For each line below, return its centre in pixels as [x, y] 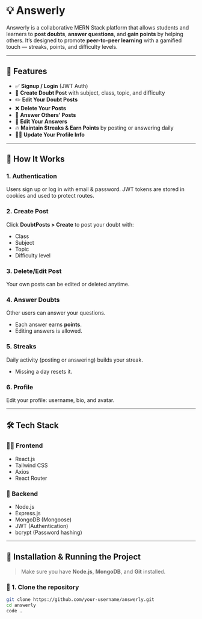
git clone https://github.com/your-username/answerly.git [80, 600]
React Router [31, 478]
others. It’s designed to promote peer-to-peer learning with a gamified [94, 40]
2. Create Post [28, 212]
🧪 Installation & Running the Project [74, 557]
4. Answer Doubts [33, 300]
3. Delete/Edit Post [34, 271]
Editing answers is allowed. [48, 331]
